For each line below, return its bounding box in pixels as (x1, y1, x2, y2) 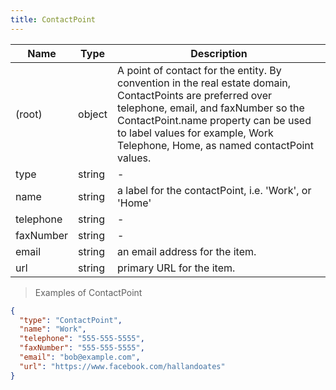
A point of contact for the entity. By (117, 63, 282, 77)
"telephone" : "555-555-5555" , (19, 334, 145, 344)
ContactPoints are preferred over (117, 88, 273, 102)
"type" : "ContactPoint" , (19, 315, 123, 325)
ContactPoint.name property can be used (117, 113, 312, 127)
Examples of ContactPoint (34, 286, 143, 298)
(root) (15, 107, 43, 121)
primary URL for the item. (117, 261, 236, 275)
